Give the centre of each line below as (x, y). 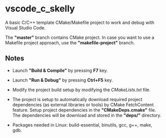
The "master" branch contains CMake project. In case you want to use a (80, 37)
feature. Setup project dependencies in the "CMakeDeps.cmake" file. (84, 110)
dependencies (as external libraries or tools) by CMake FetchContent (83, 105)
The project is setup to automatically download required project (77, 99)
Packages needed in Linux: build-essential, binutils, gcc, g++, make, (82, 125)
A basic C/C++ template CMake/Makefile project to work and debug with (80, 22)
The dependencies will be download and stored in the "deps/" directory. (87, 115)
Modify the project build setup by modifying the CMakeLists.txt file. (81, 90)
